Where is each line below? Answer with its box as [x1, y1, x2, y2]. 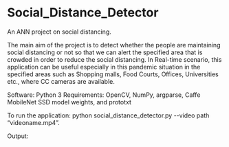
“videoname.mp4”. [7, 118, 60, 126]
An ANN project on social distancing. [7, 27, 112, 36]
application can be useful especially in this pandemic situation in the [7, 63, 201, 71]
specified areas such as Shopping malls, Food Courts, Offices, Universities [7, 70, 219, 78]
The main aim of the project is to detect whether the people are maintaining [7, 41, 221, 49]
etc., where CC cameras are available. [7, 77, 116, 85]
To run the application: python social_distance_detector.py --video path [7, 111, 210, 120]
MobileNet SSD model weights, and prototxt [7, 98, 132, 106]
